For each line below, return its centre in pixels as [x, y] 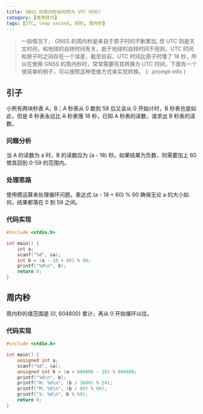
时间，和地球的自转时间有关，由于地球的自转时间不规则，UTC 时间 [110, 49]
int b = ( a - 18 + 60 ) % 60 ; [54, 260]
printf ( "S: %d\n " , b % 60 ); [53, 395]
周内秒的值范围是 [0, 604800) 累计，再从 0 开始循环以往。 [80, 313]
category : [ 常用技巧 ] [32, 18]
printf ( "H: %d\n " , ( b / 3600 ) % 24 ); [65, 383]
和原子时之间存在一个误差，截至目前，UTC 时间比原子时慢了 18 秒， [106, 57]
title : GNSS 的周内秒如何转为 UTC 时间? [53, 12]
